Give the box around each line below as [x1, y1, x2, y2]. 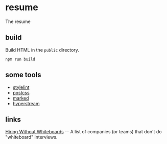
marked [12, 95, 29, 101]
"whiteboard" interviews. [5, 134, 58, 140]
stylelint [12, 84, 30, 90]
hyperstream [12, 100, 40, 106]
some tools [5, 70, 41, 79]
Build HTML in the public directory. [5, 46, 79, 53]
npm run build [5, 57, 36, 62]
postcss [12, 89, 30, 95]
